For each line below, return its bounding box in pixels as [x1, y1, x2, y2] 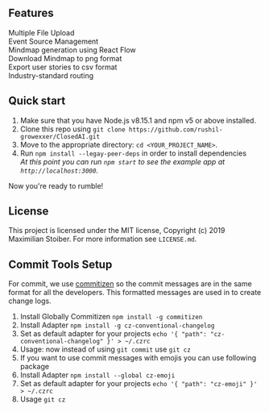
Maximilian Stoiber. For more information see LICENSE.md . [8, 234, 197, 244]
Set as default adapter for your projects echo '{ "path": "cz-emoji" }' [19, 379, 258, 389]
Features [8, 6, 54, 20]
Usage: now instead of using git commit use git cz [19, 344, 191, 354]
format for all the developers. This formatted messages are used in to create [8, 288, 262, 298]
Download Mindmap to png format [8, 53, 122, 63]
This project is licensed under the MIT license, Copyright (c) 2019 [8, 226, 226, 235]
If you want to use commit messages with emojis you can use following [19, 353, 257, 363]
